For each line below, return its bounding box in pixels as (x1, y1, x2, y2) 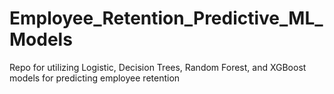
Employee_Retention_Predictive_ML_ (9, 7, 324, 30)
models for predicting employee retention (9, 72, 181, 84)
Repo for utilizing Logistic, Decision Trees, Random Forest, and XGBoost (9, 61, 307, 73)
